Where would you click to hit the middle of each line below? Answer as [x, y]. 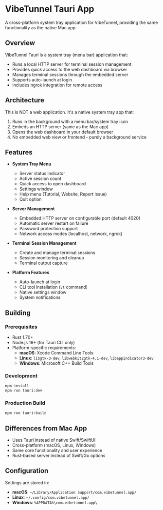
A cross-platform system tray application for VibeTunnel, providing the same [81, 22]
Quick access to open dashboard [53, 184]
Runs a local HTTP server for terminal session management [72, 64]
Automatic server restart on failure [54, 223]
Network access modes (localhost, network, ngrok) [71, 234]
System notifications [40, 297]
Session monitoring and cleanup [52, 258]
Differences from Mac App [46, 428]
